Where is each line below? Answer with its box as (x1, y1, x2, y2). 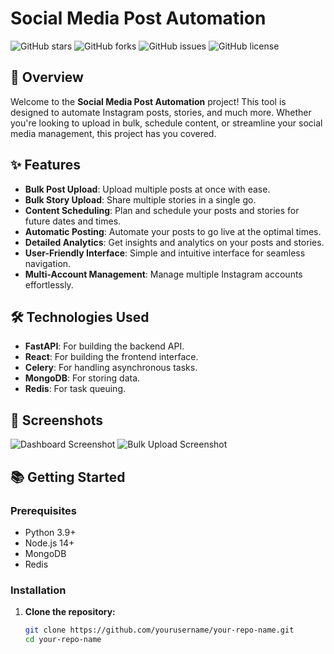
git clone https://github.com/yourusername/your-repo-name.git (24, 625, 295, 636)
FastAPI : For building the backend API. (24, 340, 185, 352)
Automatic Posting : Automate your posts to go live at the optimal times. (24, 225, 322, 237)
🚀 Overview (10, 69, 84, 86)
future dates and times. (24, 215, 122, 227)
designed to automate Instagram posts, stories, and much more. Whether (10, 106, 312, 118)
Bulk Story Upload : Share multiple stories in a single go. (24, 193, 257, 206)
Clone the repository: (24, 606, 116, 618)
